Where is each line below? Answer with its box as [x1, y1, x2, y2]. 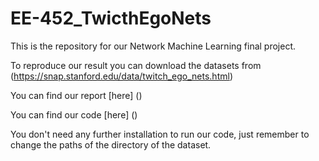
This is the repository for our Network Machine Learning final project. [10, 40, 297, 52]
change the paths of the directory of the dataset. [10, 138, 212, 151]
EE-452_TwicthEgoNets [10, 7, 212, 30]
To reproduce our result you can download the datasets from [10, 59, 262, 71]
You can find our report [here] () [10, 89, 143, 101]
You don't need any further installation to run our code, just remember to [10, 128, 310, 140]
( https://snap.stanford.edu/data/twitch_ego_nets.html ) [10, 70, 233, 82]
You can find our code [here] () [10, 108, 138, 121]
